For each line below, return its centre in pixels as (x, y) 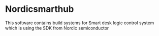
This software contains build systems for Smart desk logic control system (79, 23)
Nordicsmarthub (40, 9)
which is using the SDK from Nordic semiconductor (57, 28)
